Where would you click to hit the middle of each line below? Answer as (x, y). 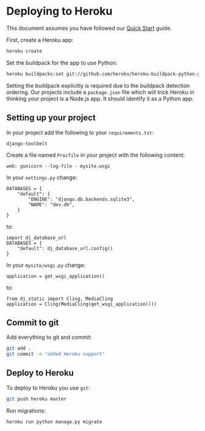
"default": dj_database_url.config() (65, 248)
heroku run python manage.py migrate (54, 422)
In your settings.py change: (42, 177)
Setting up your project (51, 118)
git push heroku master (37, 399)
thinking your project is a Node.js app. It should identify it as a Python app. (100, 98)
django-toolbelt (27, 144)
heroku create (24, 51)
